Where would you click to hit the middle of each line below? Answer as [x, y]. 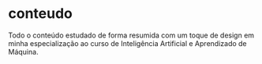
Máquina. [23, 52]
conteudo [40, 14]
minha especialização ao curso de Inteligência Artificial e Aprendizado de [127, 43]
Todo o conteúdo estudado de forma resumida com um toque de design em [131, 35]
